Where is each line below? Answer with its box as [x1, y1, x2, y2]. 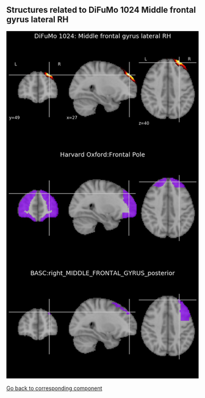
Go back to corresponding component [6, 385, 103, 392]
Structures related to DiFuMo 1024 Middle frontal [6, 5, 196, 15]
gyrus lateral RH [6, 15, 69, 25]
